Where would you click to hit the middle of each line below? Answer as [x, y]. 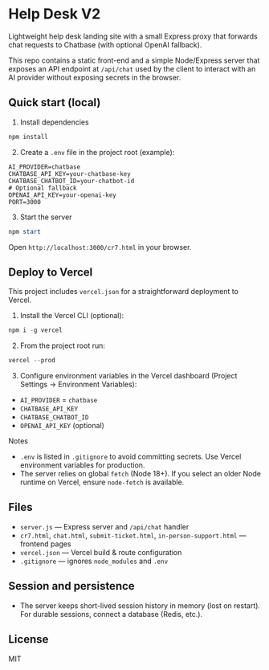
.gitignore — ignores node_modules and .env [94, 561]
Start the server [46, 217]
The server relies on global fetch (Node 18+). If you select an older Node [140, 474]
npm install [28, 137]
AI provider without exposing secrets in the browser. [95, 77]
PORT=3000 [25, 202]
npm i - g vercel [35, 330]
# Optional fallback [43, 188]
